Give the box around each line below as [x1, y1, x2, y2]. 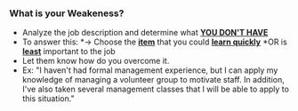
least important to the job [21, 46, 116, 57]
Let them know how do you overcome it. [21, 56, 170, 67]
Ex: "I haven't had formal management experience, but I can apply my [21, 65, 278, 75]
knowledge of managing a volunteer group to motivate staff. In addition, [21, 75, 285, 85]
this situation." [21, 93, 75, 104]
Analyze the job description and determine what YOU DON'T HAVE [21, 28, 269, 38]
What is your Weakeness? [9, 7, 125, 20]
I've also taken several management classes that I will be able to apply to [21, 83, 289, 95]
